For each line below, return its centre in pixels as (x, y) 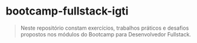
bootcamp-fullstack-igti (67, 11)
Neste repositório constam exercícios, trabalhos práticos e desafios (105, 28)
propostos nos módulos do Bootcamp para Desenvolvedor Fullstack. (106, 34)
